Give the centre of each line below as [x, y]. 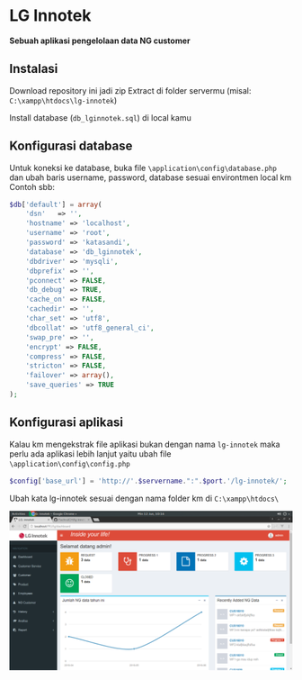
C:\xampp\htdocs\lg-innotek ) [63, 100]
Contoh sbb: [32, 186]
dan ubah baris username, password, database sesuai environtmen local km [151, 177]
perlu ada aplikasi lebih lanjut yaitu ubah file [91, 453]
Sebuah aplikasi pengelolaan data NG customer [100, 41]
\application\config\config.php [70, 464]
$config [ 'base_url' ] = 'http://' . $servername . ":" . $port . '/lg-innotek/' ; [148, 481]
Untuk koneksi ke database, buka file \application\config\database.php [143, 168]
